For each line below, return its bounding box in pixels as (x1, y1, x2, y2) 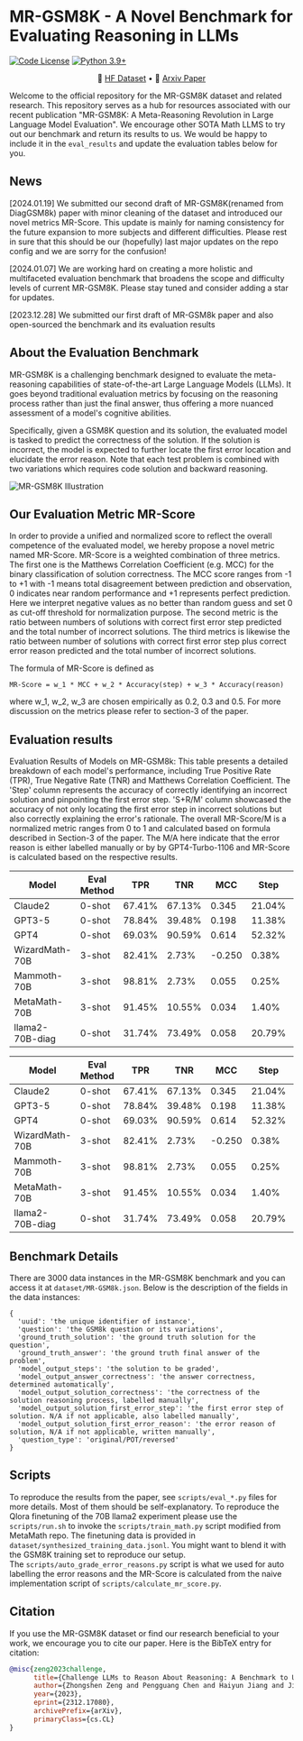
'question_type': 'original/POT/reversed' (17, 1435, 179, 1444)
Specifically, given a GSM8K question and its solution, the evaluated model (9, 425, 288, 435)
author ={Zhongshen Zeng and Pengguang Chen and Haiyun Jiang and (32, 1681, 284, 1691)
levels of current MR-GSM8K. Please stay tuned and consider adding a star (9, 282, 289, 293)
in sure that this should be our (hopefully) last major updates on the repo (9, 236, 279, 247)
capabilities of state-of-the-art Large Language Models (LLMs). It (48, 379, 291, 389)
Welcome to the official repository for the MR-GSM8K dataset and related (9, 90, 282, 101)
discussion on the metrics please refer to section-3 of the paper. (9, 706, 250, 717)
